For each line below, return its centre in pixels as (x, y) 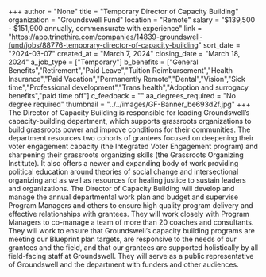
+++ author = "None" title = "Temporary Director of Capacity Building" (123, 12)
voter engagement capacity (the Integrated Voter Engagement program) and (133, 146)
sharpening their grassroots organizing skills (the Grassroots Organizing (126, 155)
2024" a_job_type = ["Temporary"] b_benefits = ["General (103, 62)
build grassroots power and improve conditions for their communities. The (129, 129)
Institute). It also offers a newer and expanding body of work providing (123, 163)
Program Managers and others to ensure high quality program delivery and (131, 205)
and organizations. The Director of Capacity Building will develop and (121, 189)
